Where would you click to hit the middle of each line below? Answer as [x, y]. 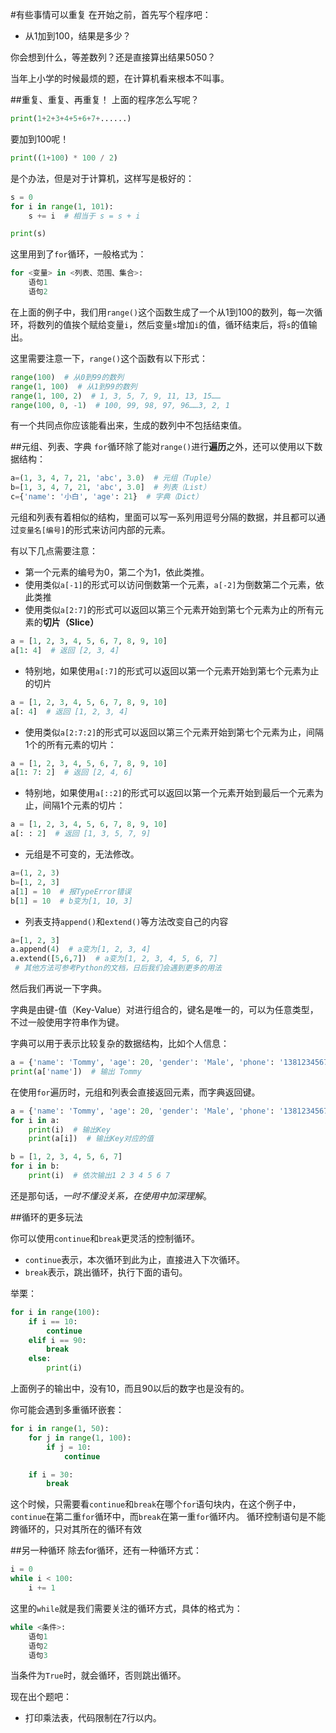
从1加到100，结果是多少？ [78, 36]
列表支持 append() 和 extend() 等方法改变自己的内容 [126, 921]
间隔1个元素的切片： [84, 805]
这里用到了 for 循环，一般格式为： [78, 254]
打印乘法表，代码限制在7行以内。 [93, 1718]
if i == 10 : [53, 1321]
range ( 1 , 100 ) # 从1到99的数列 [74, 386]
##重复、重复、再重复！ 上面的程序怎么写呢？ [105, 99]
